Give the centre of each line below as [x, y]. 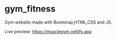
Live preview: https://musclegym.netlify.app [48, 31]
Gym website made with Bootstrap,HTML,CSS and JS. [58, 22]
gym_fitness [30, 9]
